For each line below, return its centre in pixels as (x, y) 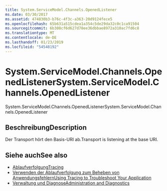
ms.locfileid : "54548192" (32, 47)
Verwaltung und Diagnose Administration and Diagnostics (71, 183)
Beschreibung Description (46, 127)
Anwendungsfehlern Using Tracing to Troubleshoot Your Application (82, 178)
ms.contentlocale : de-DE (31, 38)
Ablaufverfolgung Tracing (38, 167)
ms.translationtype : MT (30, 33)
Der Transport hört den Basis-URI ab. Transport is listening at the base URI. (82, 140)
